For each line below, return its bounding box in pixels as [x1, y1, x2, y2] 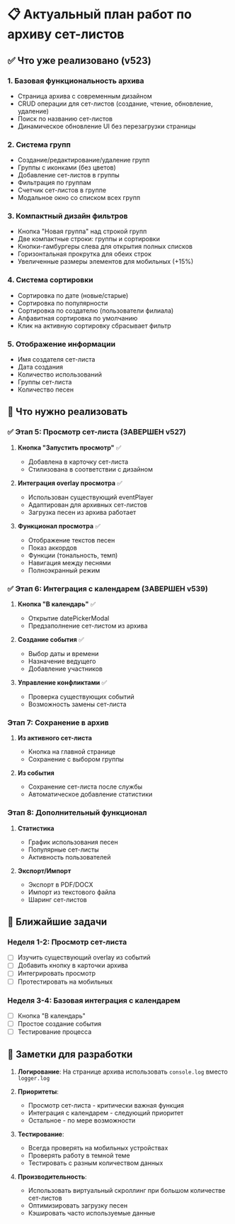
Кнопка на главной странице [28, 747, 115, 756]
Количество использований [17, 370, 103, 379]
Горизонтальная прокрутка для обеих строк [17, 250, 152, 258]
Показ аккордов [28, 543, 78, 552]
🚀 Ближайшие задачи [7, 916, 108, 928]
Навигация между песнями [28, 558, 111, 567]
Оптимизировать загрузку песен [28, 1201, 128, 1210]
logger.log [17, 1074, 50, 1082]
